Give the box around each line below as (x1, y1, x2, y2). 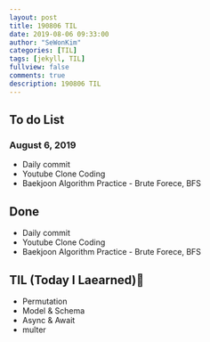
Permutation (21, 296, 69, 306)
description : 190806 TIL (9, 79, 101, 88)
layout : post (9, 12, 58, 22)
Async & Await (21, 314, 76, 325)
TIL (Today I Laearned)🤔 (9, 273, 145, 288)
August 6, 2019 (9, 139, 77, 151)
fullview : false (9, 63, 69, 72)
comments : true (9, 71, 66, 80)
